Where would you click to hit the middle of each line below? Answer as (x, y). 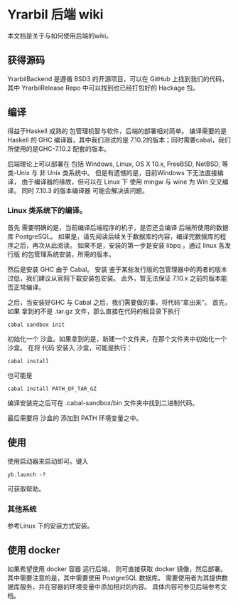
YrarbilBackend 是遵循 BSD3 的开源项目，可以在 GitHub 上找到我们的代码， (118, 78)
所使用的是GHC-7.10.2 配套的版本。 (59, 148)
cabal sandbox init (36, 325)
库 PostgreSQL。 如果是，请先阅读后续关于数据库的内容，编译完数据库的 (114, 236)
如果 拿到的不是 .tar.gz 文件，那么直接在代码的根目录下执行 (94, 311)
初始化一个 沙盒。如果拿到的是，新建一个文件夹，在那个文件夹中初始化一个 (117, 338)
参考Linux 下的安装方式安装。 (50, 526)
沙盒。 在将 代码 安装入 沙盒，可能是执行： (70, 348)
